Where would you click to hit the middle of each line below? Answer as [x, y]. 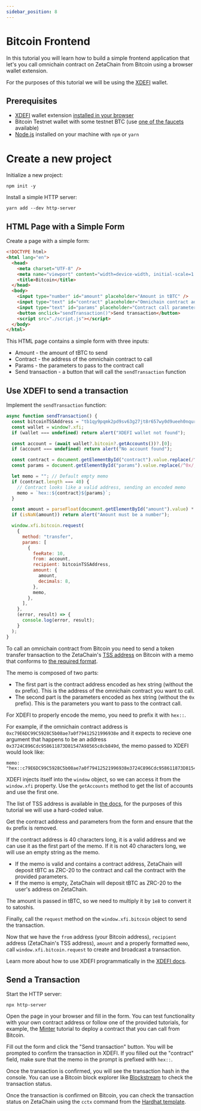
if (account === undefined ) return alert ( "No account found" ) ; [92, 449]
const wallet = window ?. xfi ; [48, 427]
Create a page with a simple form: [48, 241]
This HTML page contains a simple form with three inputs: [78, 341]
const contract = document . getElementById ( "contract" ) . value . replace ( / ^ [104, 460]
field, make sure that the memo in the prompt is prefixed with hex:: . [89, 1060]
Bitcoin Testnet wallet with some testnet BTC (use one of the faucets [99, 122]
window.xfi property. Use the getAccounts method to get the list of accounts [100, 786]
